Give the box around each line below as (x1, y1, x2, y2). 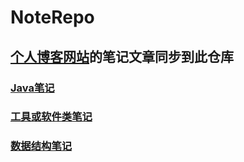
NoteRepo (10, 6, 95, 29)
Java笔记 (10, 81, 55, 95)
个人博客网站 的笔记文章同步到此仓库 (10, 48, 234, 65)
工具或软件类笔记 (10, 110, 93, 124)
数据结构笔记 (10, 139, 73, 153)
